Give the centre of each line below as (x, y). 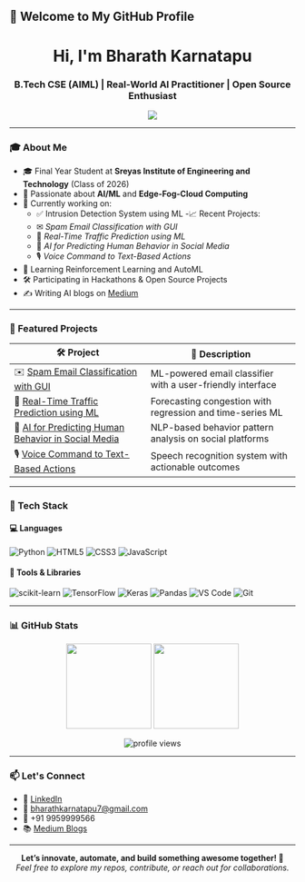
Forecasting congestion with (211, 401)
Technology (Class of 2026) (76, 184)
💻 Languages (36, 528)
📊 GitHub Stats (44, 625)
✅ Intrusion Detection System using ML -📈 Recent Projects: (148, 213)
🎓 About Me (39, 147)
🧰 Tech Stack (39, 506)
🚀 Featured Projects (54, 329)
